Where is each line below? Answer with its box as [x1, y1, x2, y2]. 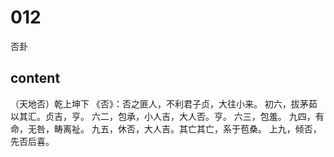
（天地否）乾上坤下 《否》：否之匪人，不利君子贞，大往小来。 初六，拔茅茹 [10, 97, 318, 110]
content [10, 70, 61, 87]
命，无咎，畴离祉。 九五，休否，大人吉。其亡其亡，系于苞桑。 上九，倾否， [10, 122, 322, 135]
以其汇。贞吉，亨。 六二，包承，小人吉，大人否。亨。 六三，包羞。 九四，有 [10, 110, 325, 122]
